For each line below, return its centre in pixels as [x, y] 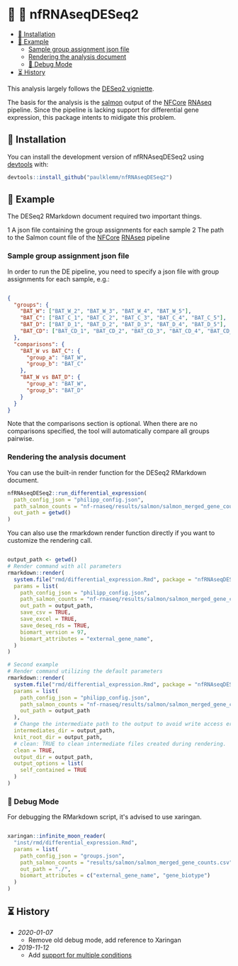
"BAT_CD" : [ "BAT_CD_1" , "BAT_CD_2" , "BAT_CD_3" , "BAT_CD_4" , [112, 331]
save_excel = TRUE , [49, 619]
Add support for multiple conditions [80, 955]
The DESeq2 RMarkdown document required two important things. [104, 216]
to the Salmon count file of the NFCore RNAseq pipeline [89, 237]
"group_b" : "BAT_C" [55, 364]
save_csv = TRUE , [46, 612]
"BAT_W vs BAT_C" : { [50, 351]
